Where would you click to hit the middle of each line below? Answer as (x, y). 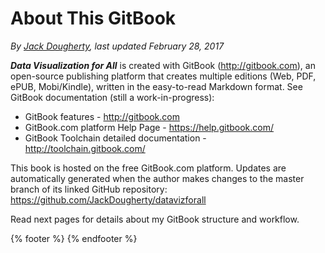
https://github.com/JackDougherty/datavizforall (108, 199)
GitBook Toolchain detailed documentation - (115, 138)
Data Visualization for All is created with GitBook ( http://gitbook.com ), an (163, 65)
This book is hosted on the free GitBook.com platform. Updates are (148, 168)
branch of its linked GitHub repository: (89, 189)
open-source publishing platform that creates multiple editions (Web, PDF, (163, 76)
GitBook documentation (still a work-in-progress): (112, 97)
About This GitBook (93, 18)
